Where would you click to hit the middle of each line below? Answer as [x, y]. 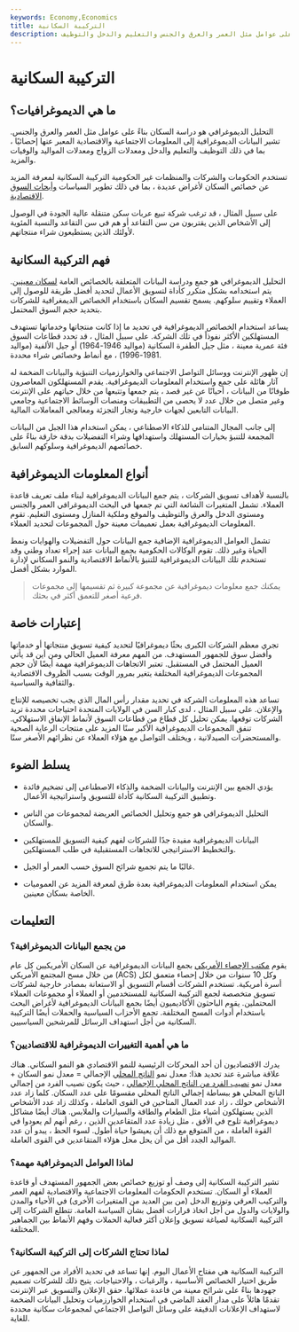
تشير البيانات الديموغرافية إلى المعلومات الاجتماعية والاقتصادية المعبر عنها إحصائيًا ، [145, 141]
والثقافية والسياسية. [43, 682]
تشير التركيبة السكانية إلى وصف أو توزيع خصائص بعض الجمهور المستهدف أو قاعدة [145, 1181]
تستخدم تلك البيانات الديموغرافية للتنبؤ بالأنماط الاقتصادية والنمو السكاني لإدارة [138, 559]
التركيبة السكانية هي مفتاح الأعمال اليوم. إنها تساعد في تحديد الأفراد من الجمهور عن [147, 1271]
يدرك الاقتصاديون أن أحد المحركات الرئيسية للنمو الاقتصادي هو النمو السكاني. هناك [145, 1064]
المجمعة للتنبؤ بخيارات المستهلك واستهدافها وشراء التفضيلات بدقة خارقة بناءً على [142, 436]
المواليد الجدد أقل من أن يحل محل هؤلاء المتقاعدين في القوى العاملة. [123, 1140]
